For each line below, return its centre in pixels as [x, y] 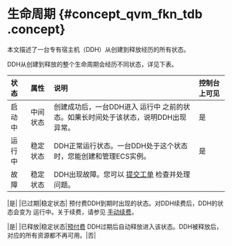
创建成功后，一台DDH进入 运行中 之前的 [118, 107]
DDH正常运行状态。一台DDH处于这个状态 [120, 146]
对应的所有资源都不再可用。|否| [52, 235]
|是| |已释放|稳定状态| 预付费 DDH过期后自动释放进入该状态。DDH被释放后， [115, 227]
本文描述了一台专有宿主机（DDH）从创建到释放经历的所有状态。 [98, 49]
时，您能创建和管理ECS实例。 [102, 156]
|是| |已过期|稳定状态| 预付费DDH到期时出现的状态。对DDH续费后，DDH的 [112, 203]
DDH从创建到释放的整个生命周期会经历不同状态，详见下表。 [93, 64]
